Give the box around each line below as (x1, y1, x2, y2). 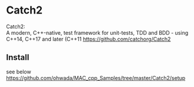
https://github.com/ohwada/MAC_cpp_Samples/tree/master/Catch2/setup (6, 74, 186, 81)
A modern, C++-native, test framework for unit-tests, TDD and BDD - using (6, 29, 189, 36)
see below (6, 68, 31, 75)
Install (6, 52, 29, 62)
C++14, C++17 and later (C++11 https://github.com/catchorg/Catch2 (6, 35, 171, 42)
